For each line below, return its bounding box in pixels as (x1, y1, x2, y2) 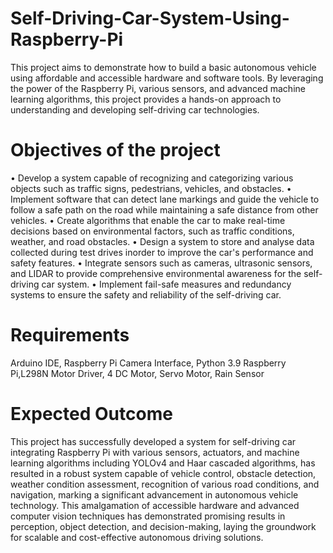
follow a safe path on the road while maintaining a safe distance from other (10, 203, 319, 216)
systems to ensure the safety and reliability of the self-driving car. (10, 288, 282, 301)
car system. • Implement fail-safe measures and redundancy (41, 278, 292, 290)
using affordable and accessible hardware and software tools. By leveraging (10, 72, 324, 84)
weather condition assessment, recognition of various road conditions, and (10, 478, 320, 490)
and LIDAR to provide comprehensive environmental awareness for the (10, 267, 302, 279)
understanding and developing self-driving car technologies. (10, 103, 260, 116)
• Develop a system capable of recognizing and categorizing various (10, 172, 294, 184)
